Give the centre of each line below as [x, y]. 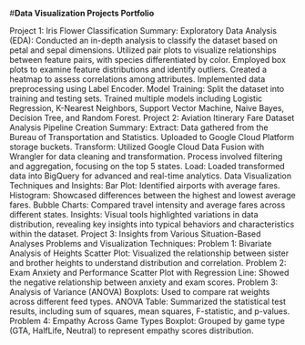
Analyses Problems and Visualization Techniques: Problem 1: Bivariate [141, 244]
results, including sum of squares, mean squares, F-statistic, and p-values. [150, 311]
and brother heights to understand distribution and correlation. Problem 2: [148, 263]
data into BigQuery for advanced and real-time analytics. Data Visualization [151, 176]
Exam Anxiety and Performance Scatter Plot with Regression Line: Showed [149, 273]
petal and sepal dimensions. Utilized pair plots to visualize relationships [143, 50]
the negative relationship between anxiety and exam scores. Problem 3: [144, 282]
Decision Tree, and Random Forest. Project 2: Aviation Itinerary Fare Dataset [152, 118]
